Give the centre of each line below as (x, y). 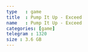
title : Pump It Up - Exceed (44, 17)
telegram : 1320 (27, 34)
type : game (24, 12)
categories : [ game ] (31, 28)
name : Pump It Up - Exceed (44, 23)
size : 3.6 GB (24, 39)
